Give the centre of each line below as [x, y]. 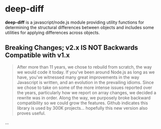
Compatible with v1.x [38, 55]
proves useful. [31, 113]
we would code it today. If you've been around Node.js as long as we [86, 72]
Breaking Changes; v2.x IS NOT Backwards [72, 48]
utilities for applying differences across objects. [53, 32]
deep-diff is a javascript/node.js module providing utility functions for [75, 22]
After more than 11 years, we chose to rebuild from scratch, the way [84, 67]
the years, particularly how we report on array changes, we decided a [87, 92]
